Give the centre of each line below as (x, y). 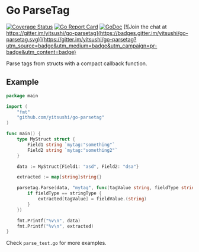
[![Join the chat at (145, 27)
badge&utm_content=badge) (41, 52)
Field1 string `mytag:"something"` (71, 145)
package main (22, 95)
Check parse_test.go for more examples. (56, 243)
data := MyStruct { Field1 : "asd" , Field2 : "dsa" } (78, 167)
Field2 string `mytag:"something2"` (73, 150)
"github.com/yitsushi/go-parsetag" (61, 117)
